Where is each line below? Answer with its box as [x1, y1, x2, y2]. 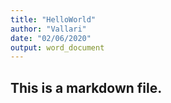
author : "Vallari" [10, 24, 87, 34]
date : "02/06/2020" [10, 33, 92, 43]
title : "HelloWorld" [10, 14, 97, 25]
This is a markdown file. [10, 79, 163, 96]
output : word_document [10, 42, 105, 53]
